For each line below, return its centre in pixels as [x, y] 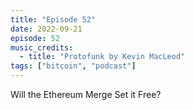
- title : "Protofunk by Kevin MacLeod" [102, 57]
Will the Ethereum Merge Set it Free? [86, 94]
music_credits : [42, 47]
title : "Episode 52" [53, 19]
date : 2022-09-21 [46, 29]
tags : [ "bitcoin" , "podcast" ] [73, 66]
